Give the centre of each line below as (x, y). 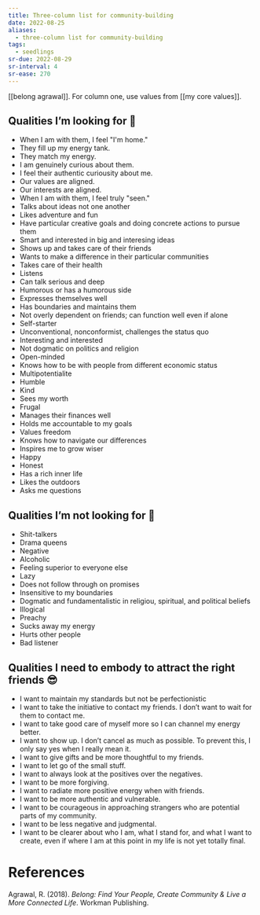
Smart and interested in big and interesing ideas (97, 240)
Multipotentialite (46, 373)
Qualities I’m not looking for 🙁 (82, 515)
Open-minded (42, 357)
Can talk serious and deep (62, 282)
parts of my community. (58, 816)
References (46, 873)
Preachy (33, 618)
